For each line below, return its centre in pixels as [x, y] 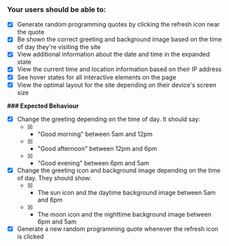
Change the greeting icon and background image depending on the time [119, 170]
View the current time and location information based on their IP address [119, 69]
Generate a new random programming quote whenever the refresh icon [118, 229]
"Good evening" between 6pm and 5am [93, 163]
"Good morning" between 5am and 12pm [95, 134]
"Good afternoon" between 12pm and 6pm [97, 148]
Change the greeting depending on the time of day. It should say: [108, 119]
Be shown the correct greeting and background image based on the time [119, 40]
